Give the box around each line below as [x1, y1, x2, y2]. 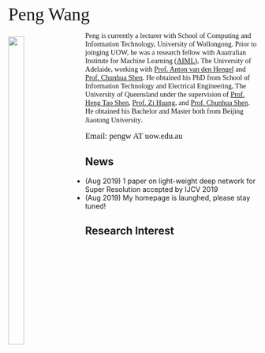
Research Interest [85, 224, 175, 238]
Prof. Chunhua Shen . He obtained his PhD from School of [85, 73, 251, 82]
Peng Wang [8, 4, 91, 24]
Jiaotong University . [85, 115, 144, 124]
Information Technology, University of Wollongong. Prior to [85, 39, 257, 48]
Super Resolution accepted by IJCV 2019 [85, 184, 218, 193]
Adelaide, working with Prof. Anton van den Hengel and [85, 65, 246, 73]
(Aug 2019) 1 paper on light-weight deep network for [85, 176, 256, 186]
